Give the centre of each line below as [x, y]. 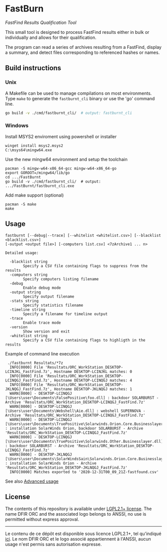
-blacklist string [29, 262]
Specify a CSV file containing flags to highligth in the [84, 340]
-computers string [29, 275]
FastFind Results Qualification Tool [41, 22]
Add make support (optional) [35, 195]
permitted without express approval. [42, 520]
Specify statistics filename [53, 305]
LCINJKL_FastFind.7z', [29, 371]
